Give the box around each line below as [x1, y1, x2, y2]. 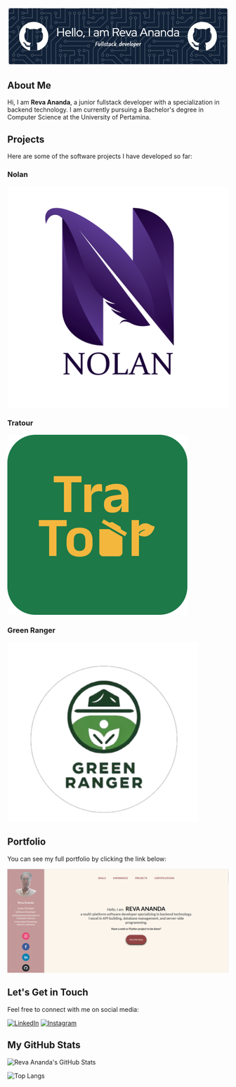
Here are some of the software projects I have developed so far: [7, 152, 192, 160]
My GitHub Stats [7, 1039, 81, 1051]
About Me [7, 79, 51, 91]
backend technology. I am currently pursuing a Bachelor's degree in [7, 105, 204, 114]
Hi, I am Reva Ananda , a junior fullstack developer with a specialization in [7, 98, 220, 107]
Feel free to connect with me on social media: [7, 1005, 139, 1013]
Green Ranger [7, 625, 56, 635]
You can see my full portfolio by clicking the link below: [7, 854, 167, 863]
